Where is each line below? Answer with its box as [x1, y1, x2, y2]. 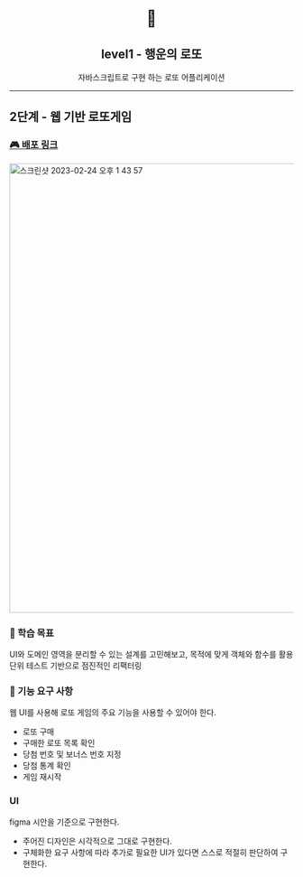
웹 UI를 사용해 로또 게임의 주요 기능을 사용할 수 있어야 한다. [9, 707, 216, 718]
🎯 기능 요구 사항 [9, 685, 74, 697]
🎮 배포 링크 [9, 139, 59, 152]
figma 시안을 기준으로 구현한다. [9, 816, 120, 827]
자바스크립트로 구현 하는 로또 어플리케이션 [78, 72, 225, 82]
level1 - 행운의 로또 [100, 46, 203, 61]
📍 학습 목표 [9, 627, 54, 639]
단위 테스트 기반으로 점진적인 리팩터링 [9, 659, 142, 671]
